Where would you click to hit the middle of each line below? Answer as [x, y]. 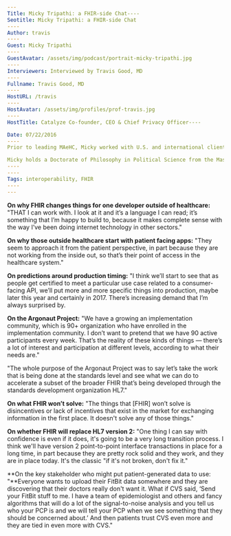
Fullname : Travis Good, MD [46, 84]
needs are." [23, 354]
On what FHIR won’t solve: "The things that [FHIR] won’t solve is [99, 403]
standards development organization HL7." [67, 390]
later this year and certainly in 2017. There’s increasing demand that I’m [108, 297]
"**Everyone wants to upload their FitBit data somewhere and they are [108, 481]
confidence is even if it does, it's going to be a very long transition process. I [115, 438]
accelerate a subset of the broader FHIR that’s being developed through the [114, 383]
